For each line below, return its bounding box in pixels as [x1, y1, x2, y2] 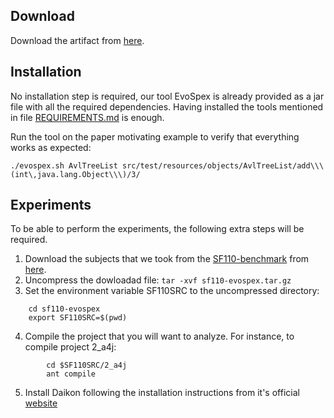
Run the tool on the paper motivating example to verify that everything [10, 130, 300, 143]
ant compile [46, 369, 97, 379]
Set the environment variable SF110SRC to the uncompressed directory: [24, 285, 320, 297]
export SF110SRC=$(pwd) [28, 313, 128, 323]
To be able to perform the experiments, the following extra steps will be [10, 223, 305, 235]
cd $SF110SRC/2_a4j [46, 360, 128, 371]
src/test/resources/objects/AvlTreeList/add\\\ [121, 160, 325, 171]
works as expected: [10, 141, 92, 153]
